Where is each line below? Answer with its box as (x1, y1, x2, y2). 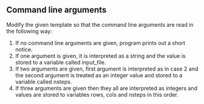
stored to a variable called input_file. (15, 58, 107, 66)
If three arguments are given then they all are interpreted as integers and (15, 85, 198, 92)
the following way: (6, 27, 52, 35)
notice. (15, 46, 33, 53)
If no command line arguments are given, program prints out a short (15, 39, 186, 46)
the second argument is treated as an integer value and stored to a (15, 71, 183, 78)
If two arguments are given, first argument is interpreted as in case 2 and (15, 65, 199, 72)
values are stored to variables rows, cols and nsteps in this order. (15, 91, 178, 98)
